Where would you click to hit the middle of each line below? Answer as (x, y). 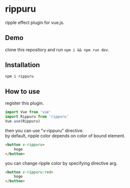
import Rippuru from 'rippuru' (37, 117)
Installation (22, 65)
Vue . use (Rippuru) (23, 121)
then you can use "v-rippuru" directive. (44, 130)
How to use (22, 91)
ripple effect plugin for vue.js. (35, 22)
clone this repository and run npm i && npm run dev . (57, 49)
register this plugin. (24, 103)
